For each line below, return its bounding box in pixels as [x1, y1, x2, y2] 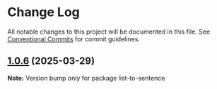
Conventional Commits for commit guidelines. [7, 34, 140, 43]
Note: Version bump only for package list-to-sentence [7, 74, 165, 82]
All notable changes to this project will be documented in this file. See [7, 27, 211, 36]
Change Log [7, 4, 80, 20]
